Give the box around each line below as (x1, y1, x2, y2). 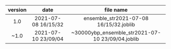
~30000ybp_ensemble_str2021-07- (71, 29, 161, 36)
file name (104, 6, 128, 13)
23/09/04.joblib (101, 35, 139, 42)
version (8, 6, 27, 13)
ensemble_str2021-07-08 (83, 15, 149, 21)
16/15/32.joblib (97, 21, 135, 28)
